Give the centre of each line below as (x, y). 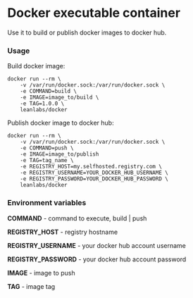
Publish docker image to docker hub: (61, 123)
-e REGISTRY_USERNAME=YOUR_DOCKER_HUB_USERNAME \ (94, 173)
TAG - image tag (31, 286)
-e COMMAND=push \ (47, 148)
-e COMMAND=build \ (49, 92)
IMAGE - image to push (41, 273)
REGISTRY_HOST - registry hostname (63, 232)
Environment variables (47, 203)
